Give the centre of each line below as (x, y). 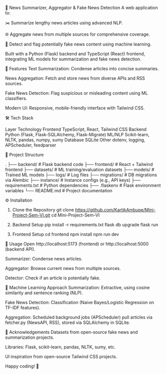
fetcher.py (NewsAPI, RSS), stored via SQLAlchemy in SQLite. (68, 322)
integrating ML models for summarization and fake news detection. (73, 59)
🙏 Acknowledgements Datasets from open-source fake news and (72, 332)
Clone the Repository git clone (43, 210)
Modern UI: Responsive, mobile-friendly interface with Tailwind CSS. (75, 108)
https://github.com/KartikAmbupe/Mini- (115, 210)
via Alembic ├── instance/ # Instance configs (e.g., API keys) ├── (73, 180)
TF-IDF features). (23, 308)
